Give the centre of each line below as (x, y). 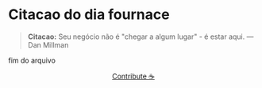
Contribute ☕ (133, 76)
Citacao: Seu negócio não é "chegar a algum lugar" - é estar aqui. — (141, 36)
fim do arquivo (32, 60)
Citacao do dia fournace (89, 15)
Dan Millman (48, 44)
